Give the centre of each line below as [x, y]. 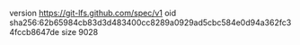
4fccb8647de [35, 32]
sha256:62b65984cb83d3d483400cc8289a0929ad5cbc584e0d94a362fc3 [150, 22]
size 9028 [80, 32]
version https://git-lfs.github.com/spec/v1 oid [93, 13]
